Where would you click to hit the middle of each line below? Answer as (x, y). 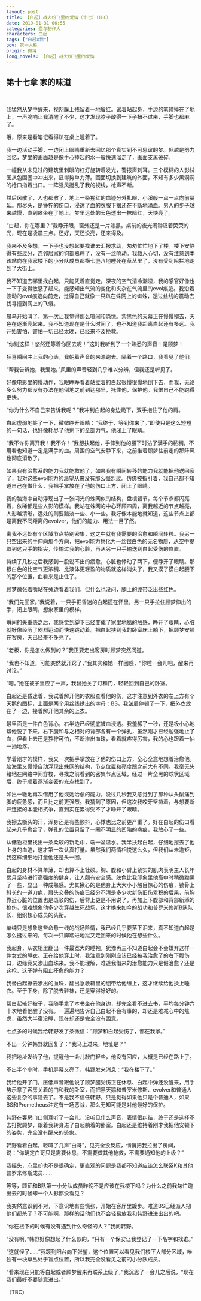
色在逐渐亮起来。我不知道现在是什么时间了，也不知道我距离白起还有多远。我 (100, 324)
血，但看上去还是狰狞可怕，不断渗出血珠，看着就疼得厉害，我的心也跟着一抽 (100, 739)
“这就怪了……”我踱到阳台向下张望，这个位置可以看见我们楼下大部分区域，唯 (99, 1252)
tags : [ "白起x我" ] (28, 40)
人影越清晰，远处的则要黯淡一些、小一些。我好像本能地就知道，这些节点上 (98, 514)
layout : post (22, 12)
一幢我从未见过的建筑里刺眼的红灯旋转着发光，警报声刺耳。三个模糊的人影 (98, 170)
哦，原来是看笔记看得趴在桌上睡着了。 (53, 137)
